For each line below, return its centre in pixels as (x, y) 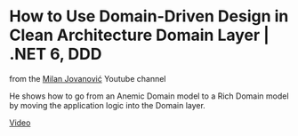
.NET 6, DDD (56, 54)
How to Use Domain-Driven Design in (149, 16)
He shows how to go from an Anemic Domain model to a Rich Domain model (149, 96)
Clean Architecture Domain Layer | (139, 35)
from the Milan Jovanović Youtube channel (88, 78)
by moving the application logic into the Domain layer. (108, 105)
